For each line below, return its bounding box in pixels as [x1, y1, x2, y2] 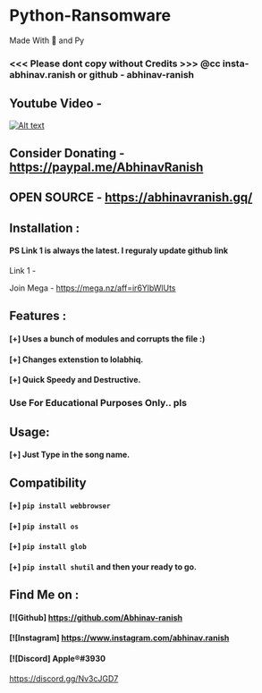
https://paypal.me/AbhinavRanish [9, 160, 204, 175]
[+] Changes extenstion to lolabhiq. [9, 354, 144, 365]
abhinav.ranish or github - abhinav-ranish [9, 68, 195, 80]
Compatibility [9, 475, 87, 490]
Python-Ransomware [9, 5, 172, 26]
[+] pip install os [9, 520, 79, 531]
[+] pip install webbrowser [9, 500, 111, 511]
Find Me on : [9, 587, 80, 603]
